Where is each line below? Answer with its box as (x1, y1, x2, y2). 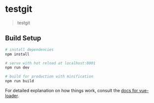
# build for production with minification (5, 74, 93, 79)
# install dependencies (5, 47, 54, 52)
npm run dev (5, 65, 30, 70)
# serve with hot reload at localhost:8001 (5, 61, 96, 66)
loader (5, 93, 18, 99)
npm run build (5, 79, 34, 84)
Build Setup (5, 34, 41, 42)
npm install (5, 52, 30, 57)
